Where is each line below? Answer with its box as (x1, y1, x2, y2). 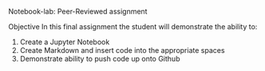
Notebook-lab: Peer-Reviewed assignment (8, 7, 148, 16)
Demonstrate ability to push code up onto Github (19, 54, 180, 63)
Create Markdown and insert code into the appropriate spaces (19, 46, 225, 54)
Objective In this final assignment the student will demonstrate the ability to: (8, 22, 258, 31)
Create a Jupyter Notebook (19, 37, 110, 47)
